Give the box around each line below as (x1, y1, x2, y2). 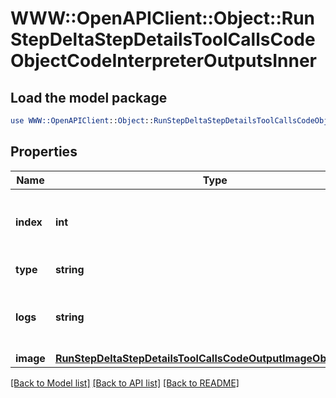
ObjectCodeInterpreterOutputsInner (10, 50, 317, 72)
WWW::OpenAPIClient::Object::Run (10, 7, 316, 30)
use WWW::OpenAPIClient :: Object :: (10, 116, 155, 126)
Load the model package (10, 89, 168, 106)
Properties (10, 143, 78, 161)
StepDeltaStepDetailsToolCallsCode (10, 28, 316, 51)
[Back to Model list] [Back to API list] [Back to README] (10, 377, 240, 389)
